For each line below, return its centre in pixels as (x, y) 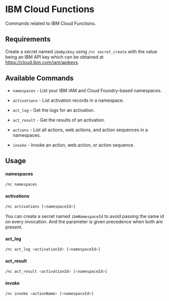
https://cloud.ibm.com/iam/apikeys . (42, 62)
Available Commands (39, 78)
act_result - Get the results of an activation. (59, 120)
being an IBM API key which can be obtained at (54, 57)
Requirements (28, 39)
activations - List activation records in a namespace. (68, 100)
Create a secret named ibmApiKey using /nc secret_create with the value (81, 51)
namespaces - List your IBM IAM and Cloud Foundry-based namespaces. (87, 90)
